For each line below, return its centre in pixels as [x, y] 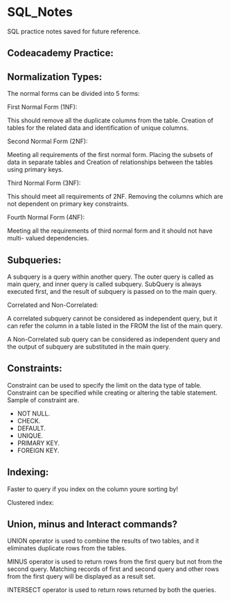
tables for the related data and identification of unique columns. [98, 128]
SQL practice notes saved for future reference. [74, 31]
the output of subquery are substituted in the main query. [89, 346]
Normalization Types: [55, 77]
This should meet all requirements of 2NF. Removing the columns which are [115, 197]
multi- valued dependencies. [48, 238]
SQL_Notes [40, 12]
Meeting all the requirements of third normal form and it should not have [110, 231]
